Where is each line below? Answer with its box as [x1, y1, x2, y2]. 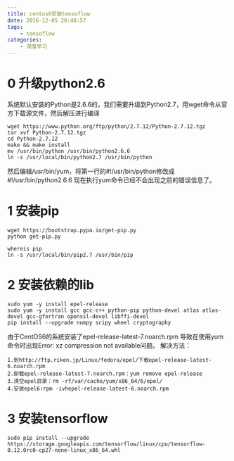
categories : [7, 37, 42, 44]
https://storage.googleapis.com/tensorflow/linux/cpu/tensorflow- [7, 441, 206, 448]
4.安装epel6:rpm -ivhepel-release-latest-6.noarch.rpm [7, 385, 169, 392]
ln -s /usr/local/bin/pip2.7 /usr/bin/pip [7, 251, 134, 258]
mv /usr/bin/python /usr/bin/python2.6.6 [7, 147, 131, 155]
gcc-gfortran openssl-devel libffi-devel [25, 312, 150, 320]
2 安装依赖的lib [7, 277, 95, 293]
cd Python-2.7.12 [7, 135, 58, 142]
